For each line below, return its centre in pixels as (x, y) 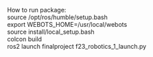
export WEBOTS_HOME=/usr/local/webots (67, 24)
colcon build (25, 39)
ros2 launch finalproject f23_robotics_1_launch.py (77, 46)
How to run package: (37, 10)
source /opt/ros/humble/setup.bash (57, 17)
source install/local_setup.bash (51, 32)
